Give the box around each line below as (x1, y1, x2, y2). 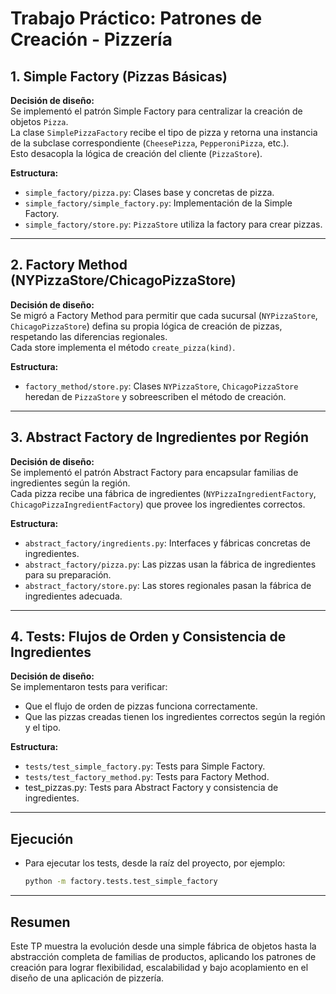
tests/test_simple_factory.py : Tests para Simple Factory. (24, 760, 266, 772)
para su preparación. (24, 568, 112, 581)
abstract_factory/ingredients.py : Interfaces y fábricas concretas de (24, 537, 311, 549)
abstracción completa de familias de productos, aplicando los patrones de (10, 950, 317, 962)
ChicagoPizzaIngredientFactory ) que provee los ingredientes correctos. (10, 498, 306, 510)
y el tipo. (24, 722, 62, 734)
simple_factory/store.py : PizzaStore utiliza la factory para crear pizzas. (24, 218, 323, 230)
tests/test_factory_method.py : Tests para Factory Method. (24, 771, 270, 783)
